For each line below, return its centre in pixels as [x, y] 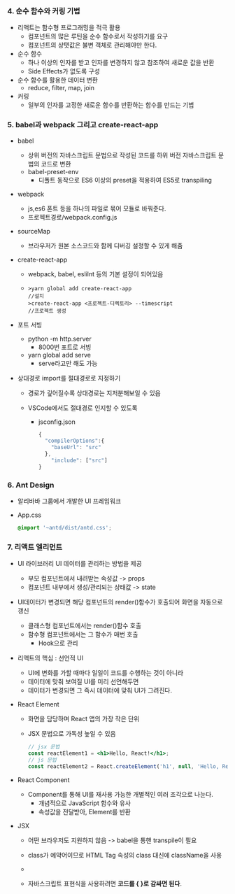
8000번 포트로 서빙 [65, 347]
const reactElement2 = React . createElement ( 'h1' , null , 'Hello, [123, 766]
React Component [43, 780]
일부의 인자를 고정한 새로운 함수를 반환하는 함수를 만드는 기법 [111, 105]
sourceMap [34, 231]
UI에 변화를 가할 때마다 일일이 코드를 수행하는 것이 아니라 [106, 673]
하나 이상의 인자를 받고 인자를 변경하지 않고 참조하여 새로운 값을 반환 [121, 63]
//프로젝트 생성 [47, 311]
